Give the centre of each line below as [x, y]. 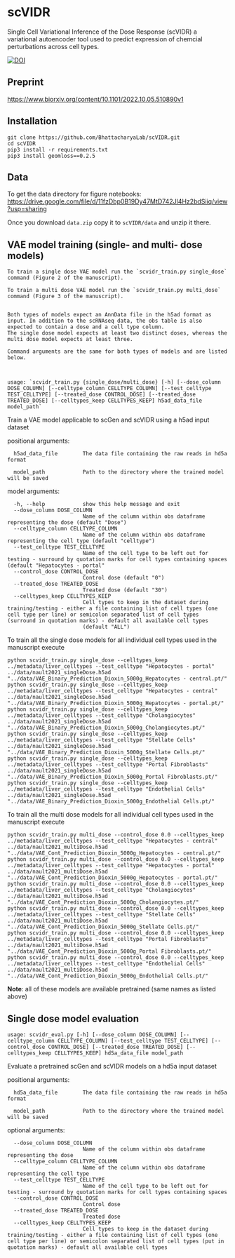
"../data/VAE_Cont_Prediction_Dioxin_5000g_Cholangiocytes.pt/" [103, 902]
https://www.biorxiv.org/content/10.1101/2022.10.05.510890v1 [95, 99]
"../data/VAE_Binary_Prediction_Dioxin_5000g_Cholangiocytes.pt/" [106, 728]
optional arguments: [36, 1130]
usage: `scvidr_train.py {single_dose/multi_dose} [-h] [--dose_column [114, 382]
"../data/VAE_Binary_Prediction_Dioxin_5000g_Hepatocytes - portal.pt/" [116, 703]
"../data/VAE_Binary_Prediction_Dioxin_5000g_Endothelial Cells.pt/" [111, 802]
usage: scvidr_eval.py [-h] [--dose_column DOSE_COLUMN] [92, 1035]
